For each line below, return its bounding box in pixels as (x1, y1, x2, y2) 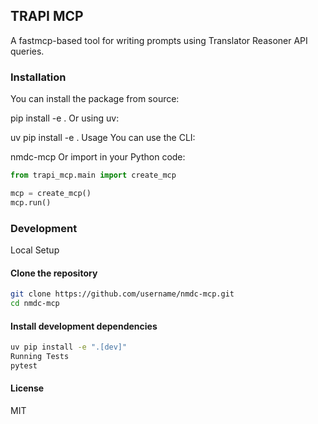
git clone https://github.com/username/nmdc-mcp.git (10, 289, 235, 299)
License (10, 382, 45, 394)
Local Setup (10, 244, 60, 256)
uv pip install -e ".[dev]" (10, 342, 128, 353)
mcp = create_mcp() (10, 188, 92, 198)
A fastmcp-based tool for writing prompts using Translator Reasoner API (10, 34, 308, 46)
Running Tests (10, 352, 70, 362)
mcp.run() (10, 197, 52, 208)
